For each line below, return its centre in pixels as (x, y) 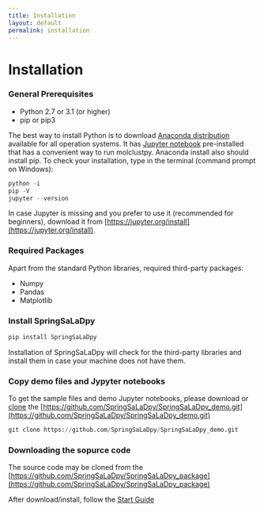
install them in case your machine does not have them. (97, 361)
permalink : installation (49, 30)
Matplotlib (36, 300)
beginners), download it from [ (58, 222)
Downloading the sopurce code (70, 450)
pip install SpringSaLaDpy (53, 338)
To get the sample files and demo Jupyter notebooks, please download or (128, 399)
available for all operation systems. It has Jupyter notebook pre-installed (126, 143)
